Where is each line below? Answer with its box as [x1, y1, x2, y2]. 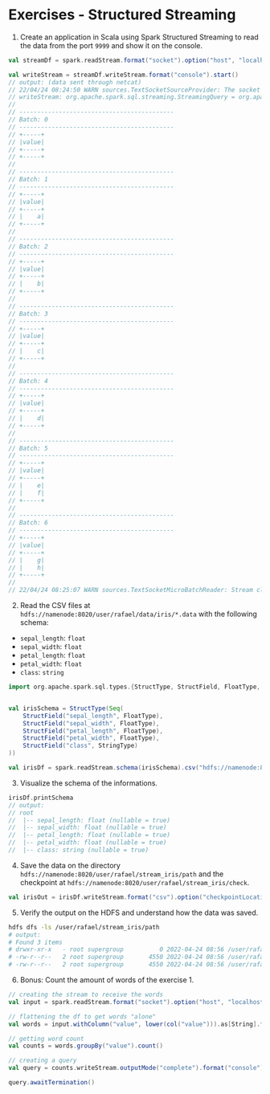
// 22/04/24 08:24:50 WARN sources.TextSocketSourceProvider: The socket [8, 86, 261, 94]
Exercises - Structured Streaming [8, 6, 236, 24]
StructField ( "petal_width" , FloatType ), [22, 734, 160, 742]
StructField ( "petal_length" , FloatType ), [22, 727, 163, 735]
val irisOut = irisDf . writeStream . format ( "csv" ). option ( [8, 893, 203, 901]
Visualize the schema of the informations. [19, 778, 158, 788]
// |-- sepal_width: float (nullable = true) [8, 823, 167, 832]
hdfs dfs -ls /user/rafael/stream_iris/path [8, 923, 160, 931]
